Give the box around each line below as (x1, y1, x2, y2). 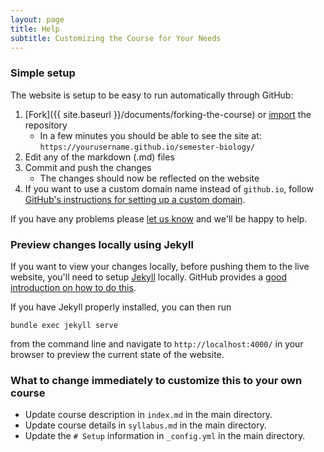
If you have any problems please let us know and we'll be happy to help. (10, 212, 308, 225)
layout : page (10, 14, 65, 25)
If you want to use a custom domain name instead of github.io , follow (24, 182, 314, 195)
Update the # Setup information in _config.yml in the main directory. (24, 430, 306, 442)
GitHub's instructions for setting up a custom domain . (24, 193, 246, 205)
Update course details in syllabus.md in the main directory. (24, 419, 267, 431)
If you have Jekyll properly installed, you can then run (10, 301, 232, 313)
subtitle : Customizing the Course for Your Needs (10, 33, 222, 43)
